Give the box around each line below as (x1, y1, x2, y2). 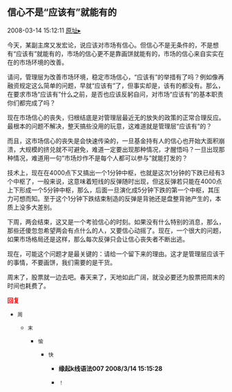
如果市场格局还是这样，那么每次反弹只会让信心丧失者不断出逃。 (7, 235, 188, 243)
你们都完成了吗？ (7, 99, 56, 107)
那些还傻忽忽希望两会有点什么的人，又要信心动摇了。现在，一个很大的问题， (7, 226, 225, 235)
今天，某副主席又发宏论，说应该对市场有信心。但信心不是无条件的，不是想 (7, 41, 219, 49)
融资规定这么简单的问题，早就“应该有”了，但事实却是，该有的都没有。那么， (7, 81, 224, 90)
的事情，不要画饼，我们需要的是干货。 (7, 258, 116, 266)
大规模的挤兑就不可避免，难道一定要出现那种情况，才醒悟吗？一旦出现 (19, 145, 219, 153)
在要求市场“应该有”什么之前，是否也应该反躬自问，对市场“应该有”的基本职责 (7, 90, 224, 98)
